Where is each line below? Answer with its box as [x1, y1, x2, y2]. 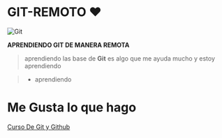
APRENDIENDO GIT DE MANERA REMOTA [7, 40, 130, 49]
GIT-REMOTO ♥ [7, 4, 103, 20]
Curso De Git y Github [7, 123, 71, 131]
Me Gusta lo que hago [7, 100, 137, 116]
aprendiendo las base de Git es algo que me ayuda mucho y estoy [24, 54, 215, 63]
